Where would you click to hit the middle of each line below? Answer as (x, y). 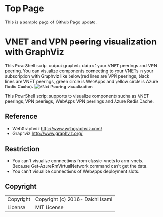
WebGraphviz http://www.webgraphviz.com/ (57, 128)
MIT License (49, 207)
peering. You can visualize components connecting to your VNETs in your (79, 71)
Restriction (22, 149)
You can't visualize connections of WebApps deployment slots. (76, 171)
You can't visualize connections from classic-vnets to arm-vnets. (78, 161)
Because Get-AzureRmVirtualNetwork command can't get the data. (80, 166)
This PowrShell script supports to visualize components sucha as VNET (77, 96)
